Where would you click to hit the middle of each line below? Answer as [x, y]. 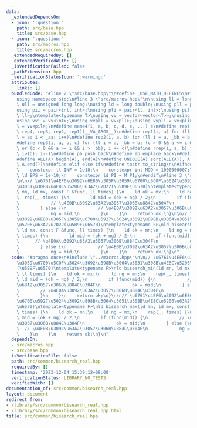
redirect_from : [25, 400]
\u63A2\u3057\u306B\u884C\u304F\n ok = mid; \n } [101, 285]
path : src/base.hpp [40, 28]
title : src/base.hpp [42, 34]
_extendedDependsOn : [36, 17]
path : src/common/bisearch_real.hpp [56, 361]
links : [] [29, 88]
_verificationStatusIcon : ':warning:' [59, 77]
